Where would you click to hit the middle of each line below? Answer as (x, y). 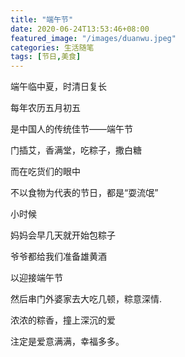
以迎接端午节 (36, 278)
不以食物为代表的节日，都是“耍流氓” (84, 193)
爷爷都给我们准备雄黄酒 (58, 257)
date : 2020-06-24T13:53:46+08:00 (80, 29)
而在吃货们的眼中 (45, 172)
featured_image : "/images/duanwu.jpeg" (93, 38)
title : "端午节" (42, 19)
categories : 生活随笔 (52, 47)
